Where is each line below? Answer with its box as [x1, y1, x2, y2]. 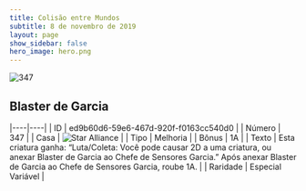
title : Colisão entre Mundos [9, 13, 120, 23]
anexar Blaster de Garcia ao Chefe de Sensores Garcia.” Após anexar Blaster [9, 151, 297, 162]
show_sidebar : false [9, 38, 88, 48]
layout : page [9, 30, 59, 39]
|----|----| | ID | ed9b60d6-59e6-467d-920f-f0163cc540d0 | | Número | [9, 122, 281, 133]
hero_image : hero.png [9, 47, 92, 56]
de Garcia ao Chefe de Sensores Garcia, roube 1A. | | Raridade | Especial [9, 161, 282, 172]
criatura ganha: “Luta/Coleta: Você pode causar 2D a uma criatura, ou [9, 142, 271, 153]
